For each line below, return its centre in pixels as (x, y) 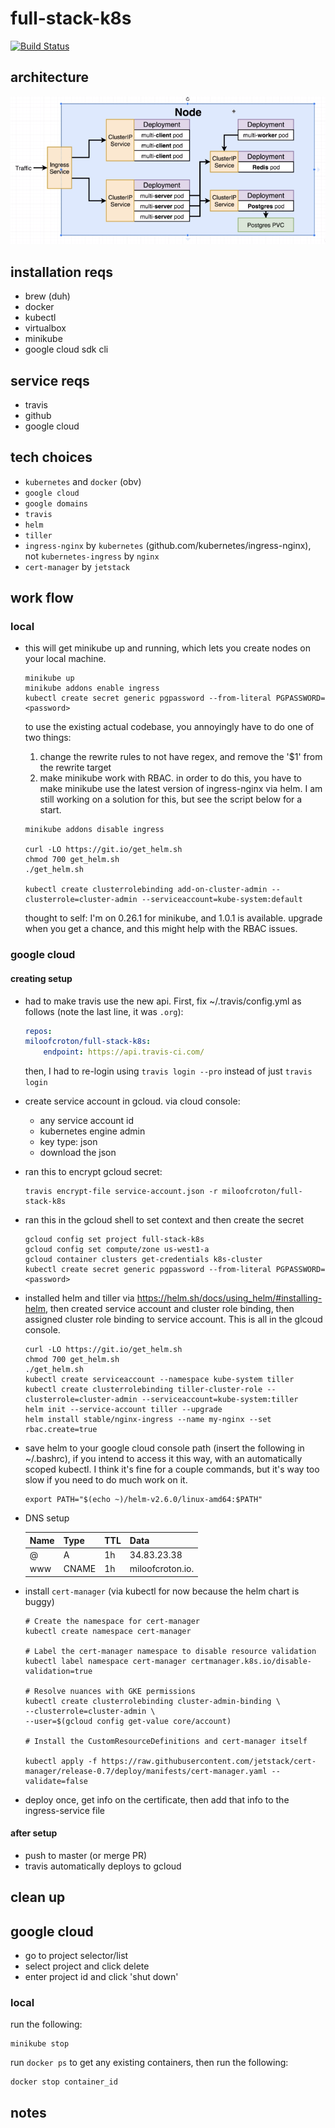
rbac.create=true (61, 1430)
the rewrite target (75, 768)
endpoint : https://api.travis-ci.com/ (124, 1052)
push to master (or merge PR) (86, 1855)
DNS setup (47, 1518)
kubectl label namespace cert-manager (105, 1661)
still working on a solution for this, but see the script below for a (171, 799)
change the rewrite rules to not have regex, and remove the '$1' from (181, 757)
